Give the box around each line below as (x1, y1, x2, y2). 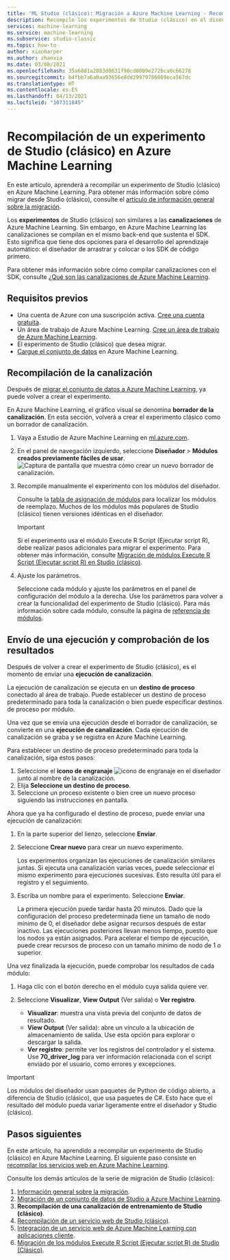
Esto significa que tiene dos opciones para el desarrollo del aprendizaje (7, 237, 209, 245)
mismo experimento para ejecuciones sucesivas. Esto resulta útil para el (16, 871, 221, 880)
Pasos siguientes (7, 1128, 82, 1140)
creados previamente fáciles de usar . (16, 454, 125, 463)
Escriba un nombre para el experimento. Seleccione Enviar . (16, 892, 186, 900)
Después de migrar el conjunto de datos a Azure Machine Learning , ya (7, 385, 207, 393)
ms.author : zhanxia (7, 55, 63, 62)
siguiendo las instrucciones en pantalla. (16, 796, 129, 804)
